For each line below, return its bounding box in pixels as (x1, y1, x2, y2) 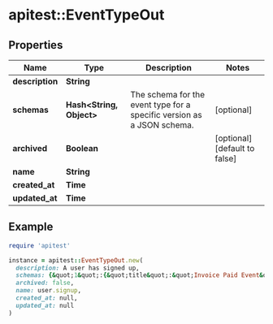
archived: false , (15, 279, 75, 287)
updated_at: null (15, 301, 75, 309)
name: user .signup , (15, 287, 82, 295)
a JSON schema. (129, 119, 194, 131)
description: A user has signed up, (15, 264, 140, 272)
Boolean (65, 143, 99, 153)
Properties (8, 38, 63, 52)
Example (8, 220, 54, 234)
